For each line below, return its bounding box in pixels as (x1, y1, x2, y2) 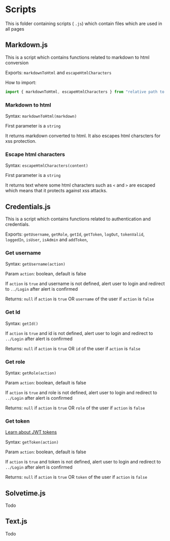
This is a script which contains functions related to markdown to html (5, 54, 150, 60)
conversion (5, 60, 29, 66)
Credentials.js (5, 202, 51, 211)
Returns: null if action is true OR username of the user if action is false (5, 296, 154, 302)
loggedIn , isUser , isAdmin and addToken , (5, 237, 88, 243)
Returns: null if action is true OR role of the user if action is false (5, 404, 145, 411)
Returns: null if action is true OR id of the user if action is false (5, 345, 141, 351)
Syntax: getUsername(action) (5, 261, 66, 267)
